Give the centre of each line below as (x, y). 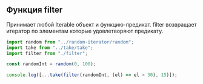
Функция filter (35, 10)
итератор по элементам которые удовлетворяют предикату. (85, 31)
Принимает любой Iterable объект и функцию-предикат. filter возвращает (101, 24)
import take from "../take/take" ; (50, 48)
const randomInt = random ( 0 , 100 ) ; (51, 64)
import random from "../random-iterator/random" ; (70, 42)
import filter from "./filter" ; (47, 53)
